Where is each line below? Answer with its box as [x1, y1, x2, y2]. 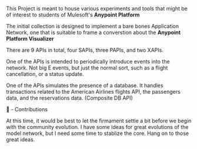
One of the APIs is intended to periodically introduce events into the [6, 58, 170, 65]
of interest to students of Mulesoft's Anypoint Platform [6, 11, 140, 18]
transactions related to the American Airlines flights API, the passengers [6, 88, 181, 95]
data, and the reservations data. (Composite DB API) [6, 94, 133, 101]
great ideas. [6, 136, 35, 143]
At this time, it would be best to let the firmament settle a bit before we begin [6, 117, 192, 124]
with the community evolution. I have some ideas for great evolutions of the [6, 124, 189, 130]
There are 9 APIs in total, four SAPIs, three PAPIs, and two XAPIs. [6, 47, 163, 54]
